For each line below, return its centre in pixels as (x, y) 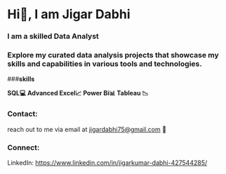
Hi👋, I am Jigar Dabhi (69, 14)
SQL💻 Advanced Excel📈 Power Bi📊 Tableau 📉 (78, 93)
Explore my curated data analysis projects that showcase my (113, 55)
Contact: (22, 114)
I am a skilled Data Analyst (53, 36)
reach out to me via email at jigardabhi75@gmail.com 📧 (87, 129)
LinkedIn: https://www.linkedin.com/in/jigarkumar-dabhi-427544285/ (107, 163)
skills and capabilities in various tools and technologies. (105, 64)
